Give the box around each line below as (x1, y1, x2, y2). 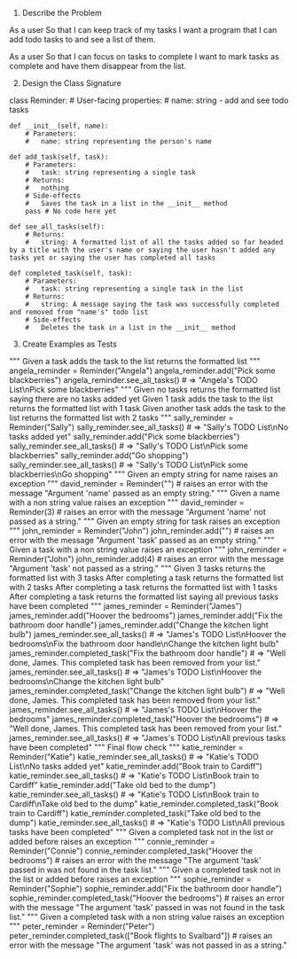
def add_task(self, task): (9, 152, 109, 161)
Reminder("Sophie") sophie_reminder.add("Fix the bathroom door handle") (9, 884, 282, 893)
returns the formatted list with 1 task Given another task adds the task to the (9, 403, 286, 413)
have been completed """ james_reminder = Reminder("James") (9, 601, 242, 611)
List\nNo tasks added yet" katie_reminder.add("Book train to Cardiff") (9, 761, 263, 771)
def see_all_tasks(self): (9, 222, 105, 231)
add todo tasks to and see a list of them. (9, 35, 156, 44)
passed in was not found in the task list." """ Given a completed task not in (9, 864, 281, 875)
